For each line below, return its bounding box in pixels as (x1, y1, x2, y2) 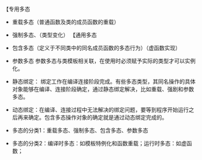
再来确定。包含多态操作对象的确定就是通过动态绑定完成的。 (17, 114, 168, 121)
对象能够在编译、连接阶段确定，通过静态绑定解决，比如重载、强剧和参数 (12, 85, 194, 93)
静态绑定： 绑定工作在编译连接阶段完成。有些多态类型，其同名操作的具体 (12, 78, 196, 85)
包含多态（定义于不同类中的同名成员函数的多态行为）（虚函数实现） (12, 45, 181, 51)
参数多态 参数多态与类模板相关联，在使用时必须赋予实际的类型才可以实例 (12, 57, 196, 64)
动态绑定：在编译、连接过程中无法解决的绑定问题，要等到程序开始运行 (12, 106, 189, 113)
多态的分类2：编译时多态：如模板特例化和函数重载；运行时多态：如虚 (12, 140, 187, 147)
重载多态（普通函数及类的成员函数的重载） (12, 18, 120, 26)
